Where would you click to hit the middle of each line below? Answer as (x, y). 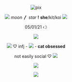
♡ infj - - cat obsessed (39, 46)
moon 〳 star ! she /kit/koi (36, 17)
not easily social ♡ (33, 56)
